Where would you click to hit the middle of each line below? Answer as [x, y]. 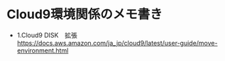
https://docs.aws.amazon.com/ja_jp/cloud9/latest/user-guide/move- [117, 43]
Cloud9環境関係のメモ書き [84, 14]
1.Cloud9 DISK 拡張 [47, 35]
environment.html [43, 50]
